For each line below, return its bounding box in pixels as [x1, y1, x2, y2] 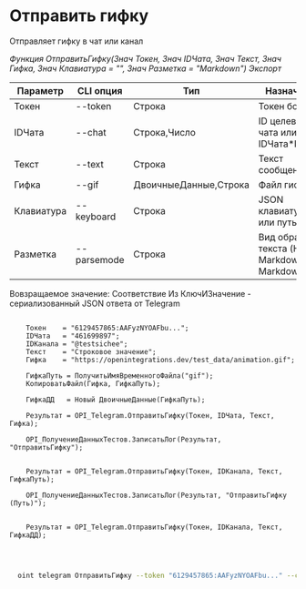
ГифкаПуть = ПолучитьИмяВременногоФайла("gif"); [25, 371, 214, 381]
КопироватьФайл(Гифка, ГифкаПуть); [25, 379, 161, 388]
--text [76, 157, 105, 170]
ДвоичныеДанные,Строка [133, 178, 250, 191]
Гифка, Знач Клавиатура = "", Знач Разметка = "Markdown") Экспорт [9, 63, 282, 74]
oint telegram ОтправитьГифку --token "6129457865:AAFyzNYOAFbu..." [17, 571, 283, 580]
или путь [258, 216, 298, 228]
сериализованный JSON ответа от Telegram [9, 298, 180, 309]
